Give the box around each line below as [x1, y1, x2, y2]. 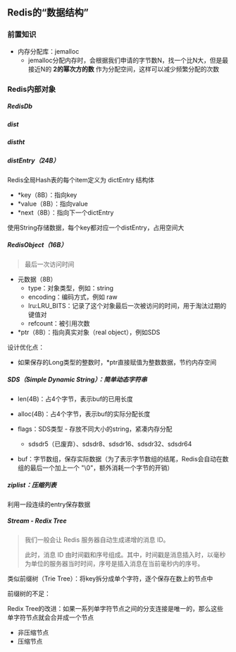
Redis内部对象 [7, 84, 56, 94]
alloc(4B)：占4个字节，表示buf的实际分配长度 [17, 409, 151, 418]
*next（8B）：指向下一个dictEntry [17, 208, 114, 217]
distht [7, 137, 25, 146]
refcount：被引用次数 [27, 319, 90, 327]
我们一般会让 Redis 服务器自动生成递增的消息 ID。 [24, 535, 170, 544]
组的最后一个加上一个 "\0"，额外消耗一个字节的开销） [17, 463, 174, 472]
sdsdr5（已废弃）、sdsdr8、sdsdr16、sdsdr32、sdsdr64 [27, 439, 192, 448]
